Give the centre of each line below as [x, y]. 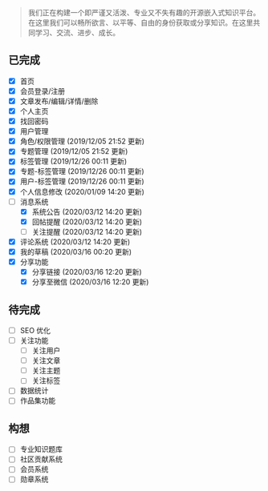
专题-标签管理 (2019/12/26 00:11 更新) [82, 171]
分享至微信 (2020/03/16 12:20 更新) [90, 282]
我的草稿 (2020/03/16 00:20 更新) [76, 252]
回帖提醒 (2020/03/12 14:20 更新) [87, 221]
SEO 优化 [35, 330]
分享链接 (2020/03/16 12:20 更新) [87, 272]
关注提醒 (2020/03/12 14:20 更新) [87, 231]
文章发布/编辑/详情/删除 [59, 101]
